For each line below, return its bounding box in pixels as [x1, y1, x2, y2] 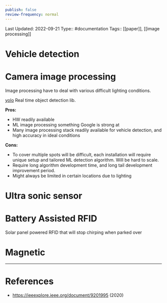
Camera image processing [5, 71, 116, 82]
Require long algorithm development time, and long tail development [12, 162, 153, 168]
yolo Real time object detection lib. [5, 97, 76, 103]
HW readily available [12, 116, 55, 122]
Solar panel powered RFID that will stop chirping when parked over [5, 229, 142, 235]
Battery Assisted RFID [5, 213, 97, 224]
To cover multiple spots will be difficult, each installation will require [12, 151, 151, 157]
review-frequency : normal [5, 12, 59, 17]
